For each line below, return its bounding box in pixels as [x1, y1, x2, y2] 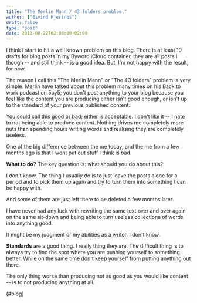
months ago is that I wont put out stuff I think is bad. [6, 149, 132, 156]
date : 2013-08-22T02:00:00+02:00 [6, 31, 88, 36]
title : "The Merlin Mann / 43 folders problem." [6, 8, 127, 15]
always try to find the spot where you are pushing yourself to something [6, 249, 181, 256]
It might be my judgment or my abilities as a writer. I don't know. [6, 231, 161, 238]
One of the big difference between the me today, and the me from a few [6, 143, 180, 150]
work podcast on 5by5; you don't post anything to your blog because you [6, 89, 184, 96]
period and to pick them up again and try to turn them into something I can [6, 179, 186, 186]
